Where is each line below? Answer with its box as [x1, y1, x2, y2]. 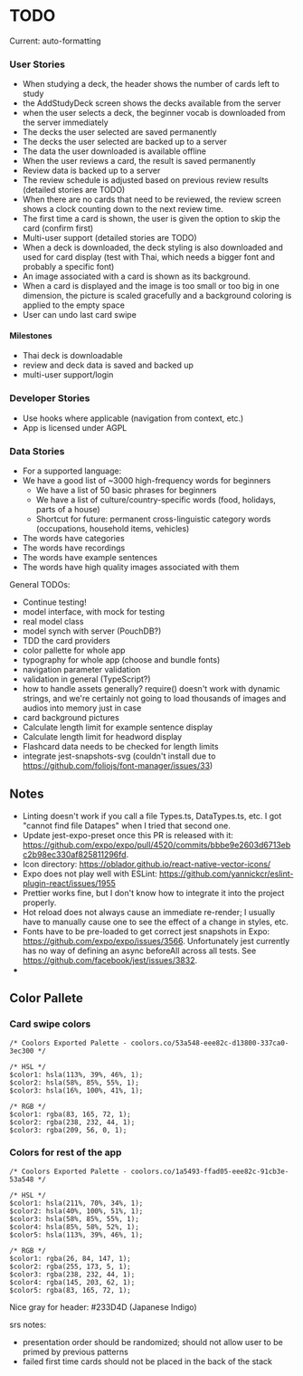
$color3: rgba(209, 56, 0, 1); [9, 1125, 128, 1134]
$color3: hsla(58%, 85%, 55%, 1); [9, 1214, 140, 1223]
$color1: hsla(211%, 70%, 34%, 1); [9, 1199, 144, 1208]
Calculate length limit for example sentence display [22, 721, 213, 733]
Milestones [9, 330, 52, 340]
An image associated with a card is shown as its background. [22, 271, 251, 282]
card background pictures [22, 712, 119, 723]
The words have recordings [22, 542, 126, 553]
